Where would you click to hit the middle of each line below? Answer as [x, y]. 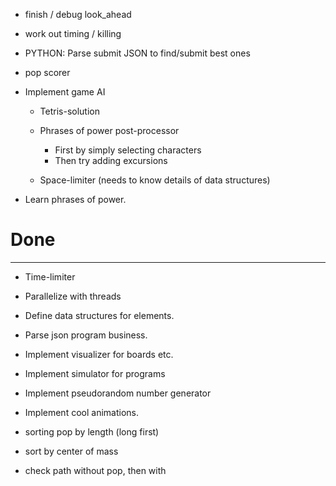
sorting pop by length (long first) [92, 431]
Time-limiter [50, 276]
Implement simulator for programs [95, 373]
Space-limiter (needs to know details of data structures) [155, 180]
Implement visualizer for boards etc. [99, 354]
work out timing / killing [73, 33]
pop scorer [47, 72]
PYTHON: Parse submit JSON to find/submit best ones [137, 53]
